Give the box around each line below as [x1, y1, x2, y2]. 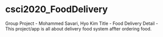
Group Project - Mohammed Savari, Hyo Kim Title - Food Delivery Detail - [5, 20, 158, 26]
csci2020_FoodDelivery [5, 4, 108, 15]
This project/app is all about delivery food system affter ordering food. [5, 25, 152, 31]
